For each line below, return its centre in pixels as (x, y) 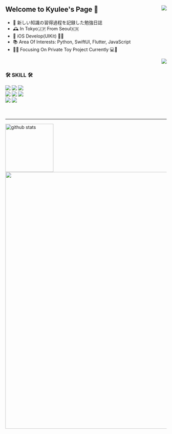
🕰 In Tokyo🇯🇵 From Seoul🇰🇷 (46, 28)
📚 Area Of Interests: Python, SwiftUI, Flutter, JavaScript (72, 42)
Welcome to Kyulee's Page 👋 (52, 10)
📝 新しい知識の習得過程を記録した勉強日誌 (57, 22)
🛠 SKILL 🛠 (19, 75)
